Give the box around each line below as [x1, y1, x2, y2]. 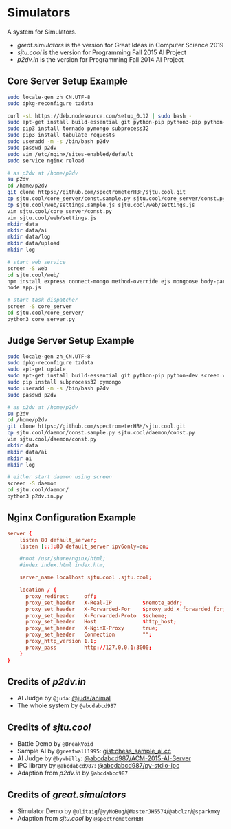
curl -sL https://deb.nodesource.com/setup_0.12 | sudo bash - [7, 112, 192, 120]
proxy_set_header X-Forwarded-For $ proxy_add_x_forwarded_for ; [25, 606, 226, 612]
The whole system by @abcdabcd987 [16, 701, 117, 709]
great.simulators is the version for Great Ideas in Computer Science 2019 [16, 41, 224, 49]
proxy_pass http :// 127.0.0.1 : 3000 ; [25, 644, 153, 651]
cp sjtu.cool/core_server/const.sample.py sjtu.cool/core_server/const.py [7, 195, 226, 202]
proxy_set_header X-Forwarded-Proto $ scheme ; [25, 612, 168, 619]
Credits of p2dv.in [7, 676, 86, 687]
